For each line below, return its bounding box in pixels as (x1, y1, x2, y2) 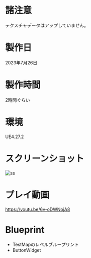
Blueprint (5, 224, 45, 235)
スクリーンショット (5, 153, 84, 164)
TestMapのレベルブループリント (12, 241, 79, 247)
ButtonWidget (12, 247, 41, 253)
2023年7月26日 (5, 59, 38, 66)
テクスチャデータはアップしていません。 (5, 22, 89, 28)
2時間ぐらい (5, 97, 30, 103)
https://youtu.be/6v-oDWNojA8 (5, 206, 70, 212)
